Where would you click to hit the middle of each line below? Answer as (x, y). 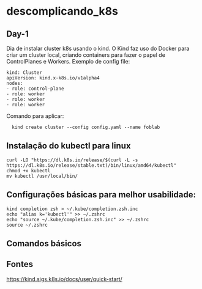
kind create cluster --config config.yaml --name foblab (86, 127)
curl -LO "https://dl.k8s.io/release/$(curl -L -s (72, 160)
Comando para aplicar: (35, 116)
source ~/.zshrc (27, 225)
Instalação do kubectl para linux (69, 146)
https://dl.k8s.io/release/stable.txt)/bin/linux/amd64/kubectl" (91, 165)
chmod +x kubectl (28, 170)
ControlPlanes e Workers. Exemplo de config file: (68, 61)
